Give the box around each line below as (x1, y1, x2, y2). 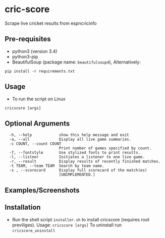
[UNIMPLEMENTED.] (59, 172, 95, 177)
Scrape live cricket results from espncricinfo (5, 20, 97, 26)
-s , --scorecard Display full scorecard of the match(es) (9, 168, 147, 173)
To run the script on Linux (12, 96, 66, 102)
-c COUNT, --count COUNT (9, 141, 62, 147)
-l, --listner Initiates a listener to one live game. (9, 155, 145, 160)
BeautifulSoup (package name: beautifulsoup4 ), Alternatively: (12, 59, 141, 65)
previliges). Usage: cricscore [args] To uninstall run (12, 222, 122, 228)
